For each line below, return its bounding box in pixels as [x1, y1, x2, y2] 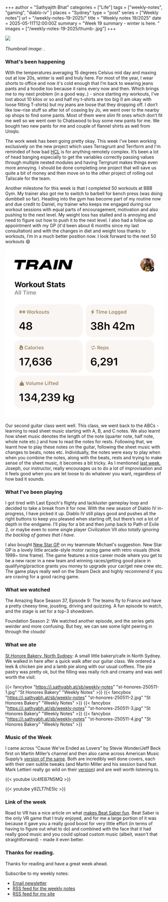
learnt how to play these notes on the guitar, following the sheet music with [5, 444, 160, 450]
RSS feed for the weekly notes [12, 885, 75, 891]
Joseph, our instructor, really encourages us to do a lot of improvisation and [5, 465, 162, 471]
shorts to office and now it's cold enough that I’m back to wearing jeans [5, 80, 153, 86]
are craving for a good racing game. [5, 574, 80, 580]
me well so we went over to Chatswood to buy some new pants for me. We [5, 118, 159, 124]
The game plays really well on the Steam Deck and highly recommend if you [5, 568, 162, 574]
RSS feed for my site [12, 890, 55, 896]
